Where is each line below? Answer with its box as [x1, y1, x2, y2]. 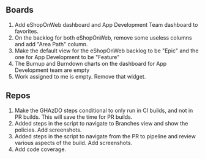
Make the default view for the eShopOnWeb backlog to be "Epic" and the [14, 47, 199, 54]
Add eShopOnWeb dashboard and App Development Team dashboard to [14, 21, 198, 28]
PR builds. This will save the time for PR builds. [14, 113, 133, 121]
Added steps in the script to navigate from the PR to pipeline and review [14, 132, 196, 140]
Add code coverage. [14, 146, 67, 153]
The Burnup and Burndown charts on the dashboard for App [14, 60, 167, 67]
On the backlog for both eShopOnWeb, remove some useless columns [14, 34, 192, 41]
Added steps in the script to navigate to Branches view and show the [14, 119, 188, 127]
